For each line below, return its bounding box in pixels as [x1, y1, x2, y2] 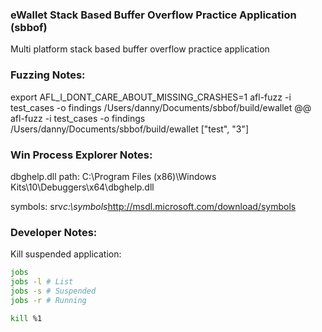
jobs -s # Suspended [10, 286, 97, 296]
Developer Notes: [10, 225, 98, 239]
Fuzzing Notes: [10, 68, 86, 82]
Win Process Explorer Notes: [10, 148, 153, 162]
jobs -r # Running [10, 295, 87, 305]
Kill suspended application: [10, 248, 122, 260]
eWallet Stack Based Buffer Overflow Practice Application [10, 8, 297, 22]
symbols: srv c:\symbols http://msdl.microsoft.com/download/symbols [10, 200, 297, 212]
